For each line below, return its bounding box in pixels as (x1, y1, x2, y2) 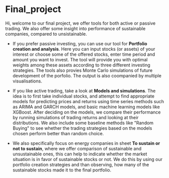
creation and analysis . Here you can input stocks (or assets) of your (12, 46, 155, 52)
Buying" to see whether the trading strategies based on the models (12, 125, 152, 131)
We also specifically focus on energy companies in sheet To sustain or (12, 140, 160, 146)
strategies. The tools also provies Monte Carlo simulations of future (12, 67, 153, 73)
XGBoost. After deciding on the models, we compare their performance (12, 109, 161, 115)
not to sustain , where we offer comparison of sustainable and (12, 145, 142, 151)
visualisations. (12, 78, 42, 84)
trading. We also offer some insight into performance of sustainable (5, 25, 146, 31)
